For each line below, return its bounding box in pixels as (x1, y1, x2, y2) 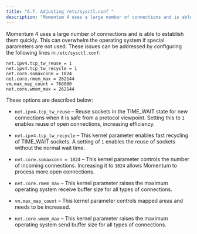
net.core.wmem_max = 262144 (6, 86, 75, 92)
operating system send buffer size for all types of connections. (14, 221, 167, 228)
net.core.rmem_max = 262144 (6, 76, 75, 82)
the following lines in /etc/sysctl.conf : (6, 49, 101, 56)
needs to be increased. (14, 203, 70, 210)
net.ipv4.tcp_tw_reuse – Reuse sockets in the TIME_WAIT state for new (14, 108, 188, 115)
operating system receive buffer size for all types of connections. (14, 186, 173, 193)
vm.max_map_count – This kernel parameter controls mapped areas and (14, 197, 184, 204)
